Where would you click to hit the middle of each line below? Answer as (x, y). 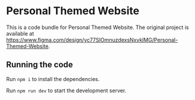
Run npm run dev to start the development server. (66, 91)
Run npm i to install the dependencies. (53, 79)
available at (20, 33)
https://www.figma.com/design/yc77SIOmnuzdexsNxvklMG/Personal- (92, 40)
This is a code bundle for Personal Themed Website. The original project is (97, 27)
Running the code (40, 65)
